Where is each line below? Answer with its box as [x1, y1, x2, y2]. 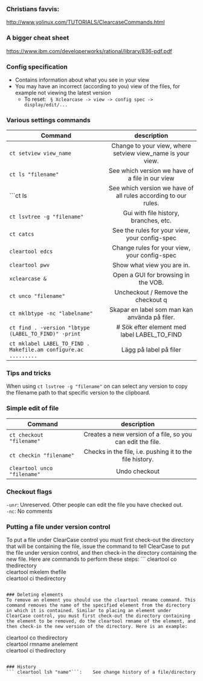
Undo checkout [115, 467, 160, 476]
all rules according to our [115, 192, 187, 200]
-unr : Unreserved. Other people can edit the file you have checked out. [6, 501, 183, 509]
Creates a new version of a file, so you [83, 430, 192, 438]
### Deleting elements [6, 592, 63, 598]
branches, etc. [130, 216, 172, 225]
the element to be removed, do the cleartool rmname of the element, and [6, 618, 196, 624]
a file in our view [127, 174, 175, 182]
